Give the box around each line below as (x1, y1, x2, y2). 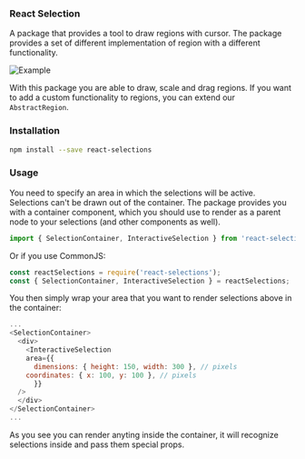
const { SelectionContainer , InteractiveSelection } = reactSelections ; (9, 276, 290, 285)
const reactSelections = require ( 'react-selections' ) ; (9, 267, 221, 277)
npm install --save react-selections (9, 145, 152, 155)
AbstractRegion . (9, 102, 70, 113)
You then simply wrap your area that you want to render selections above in (9, 293, 292, 304)
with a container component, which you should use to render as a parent (9, 206, 281, 217)
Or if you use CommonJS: (9, 250, 106, 261)
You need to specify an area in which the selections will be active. (9, 187, 256, 198)
